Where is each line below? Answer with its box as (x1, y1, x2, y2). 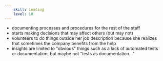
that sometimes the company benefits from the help (11, 40, 116, 46)
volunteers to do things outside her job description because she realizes (11, 35, 157, 41)
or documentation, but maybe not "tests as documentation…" (11, 50, 135, 56)
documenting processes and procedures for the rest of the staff (11, 25, 140, 30)
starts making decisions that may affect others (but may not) (11, 30, 134, 36)
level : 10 (13, 12, 34, 16)
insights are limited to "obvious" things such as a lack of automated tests (11, 46, 158, 51)
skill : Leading (13, 7, 44, 12)
